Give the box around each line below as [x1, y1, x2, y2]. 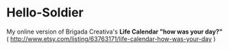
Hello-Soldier [6, 5, 84, 21]
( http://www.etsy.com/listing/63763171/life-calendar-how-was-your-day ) [6, 34, 216, 42]
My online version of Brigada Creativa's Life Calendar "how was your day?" [6, 27, 223, 36]
